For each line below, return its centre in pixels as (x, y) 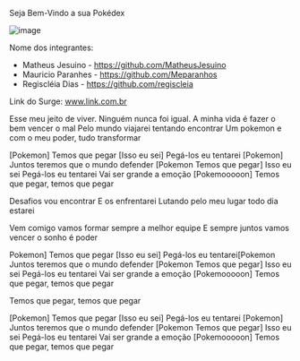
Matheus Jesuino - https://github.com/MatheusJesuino (124, 65)
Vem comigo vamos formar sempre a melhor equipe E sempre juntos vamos (149, 228)
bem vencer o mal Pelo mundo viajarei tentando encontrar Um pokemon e (146, 128)
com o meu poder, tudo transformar (75, 138)
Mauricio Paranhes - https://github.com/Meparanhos (120, 74)
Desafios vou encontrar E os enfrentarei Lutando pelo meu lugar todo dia (144, 201)
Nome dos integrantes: (51, 47)
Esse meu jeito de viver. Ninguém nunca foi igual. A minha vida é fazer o (142, 119)
